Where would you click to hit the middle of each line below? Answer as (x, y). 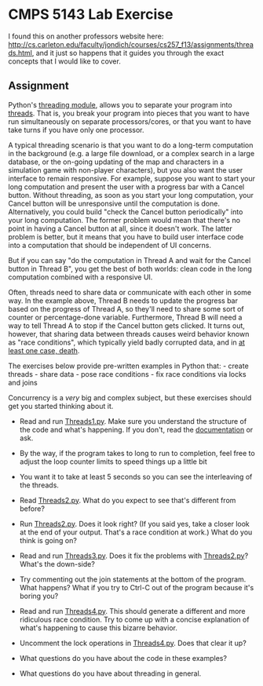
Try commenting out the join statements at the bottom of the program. (133, 579)
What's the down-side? (57, 564)
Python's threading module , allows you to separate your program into (121, 104)
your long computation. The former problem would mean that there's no (124, 220)
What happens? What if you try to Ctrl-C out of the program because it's (137, 587)
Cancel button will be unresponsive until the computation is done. (114, 203)
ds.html (20, 53)
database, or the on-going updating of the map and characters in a (116, 162)
